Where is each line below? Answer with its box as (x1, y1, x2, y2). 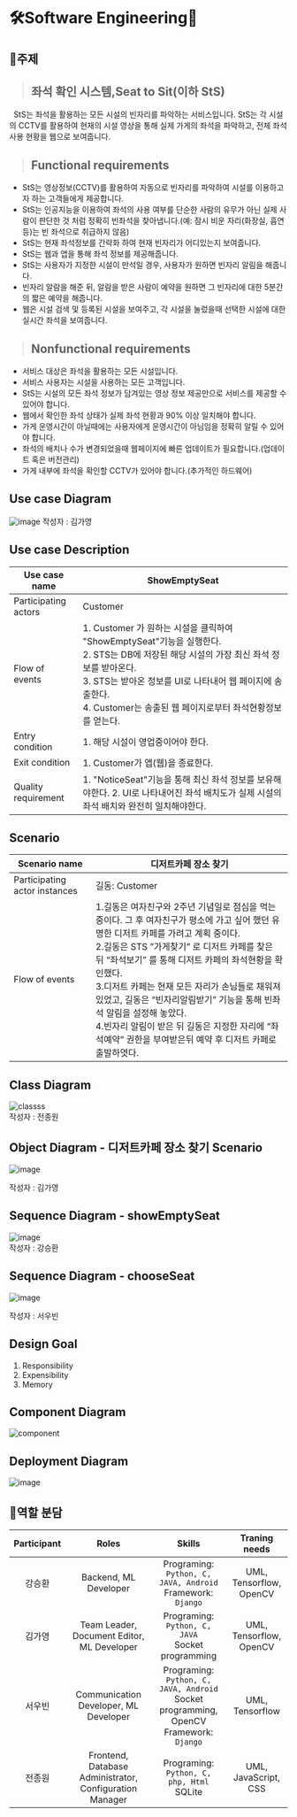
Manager (89, 1793, 128, 1805)
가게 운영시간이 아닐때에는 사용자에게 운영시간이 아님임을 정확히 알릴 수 (21, 421, 268, 432)
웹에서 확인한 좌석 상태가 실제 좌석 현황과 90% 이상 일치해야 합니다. (21, 410, 256, 421)
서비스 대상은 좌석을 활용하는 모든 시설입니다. (21, 366, 179, 377)
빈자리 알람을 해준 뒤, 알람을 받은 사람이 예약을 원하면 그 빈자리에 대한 (21, 281, 263, 293)
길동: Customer (95, 880, 158, 892)
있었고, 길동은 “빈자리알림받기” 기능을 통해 (95, 994, 263, 1006)
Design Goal (9, 1336, 78, 1351)
